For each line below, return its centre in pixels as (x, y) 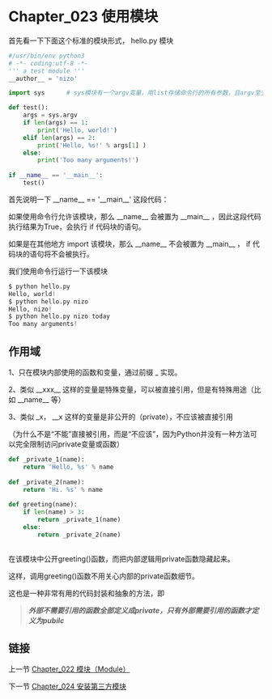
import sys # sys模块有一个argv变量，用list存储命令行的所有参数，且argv (132, 93)
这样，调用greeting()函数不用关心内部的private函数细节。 (104, 576)
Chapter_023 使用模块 (83, 17)
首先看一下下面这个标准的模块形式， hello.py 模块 (91, 40)
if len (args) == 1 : (56, 123)
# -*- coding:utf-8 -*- (49, 63)
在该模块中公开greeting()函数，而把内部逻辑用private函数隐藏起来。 (121, 558)
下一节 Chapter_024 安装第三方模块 (68, 686)
